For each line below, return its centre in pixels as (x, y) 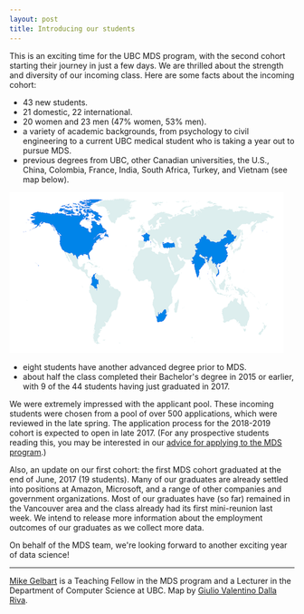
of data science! (39, 554)
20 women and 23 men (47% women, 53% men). (114, 122)
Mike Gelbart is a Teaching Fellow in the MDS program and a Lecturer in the (150, 580)
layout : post (34, 19)
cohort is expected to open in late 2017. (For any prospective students (139, 433)
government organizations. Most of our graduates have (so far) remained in (150, 498)
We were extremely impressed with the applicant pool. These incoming (142, 404)
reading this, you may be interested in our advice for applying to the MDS (146, 442)
